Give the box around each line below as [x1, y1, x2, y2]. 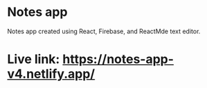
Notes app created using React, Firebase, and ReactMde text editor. [7, 27, 201, 35]
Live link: [7, 51, 60, 67]
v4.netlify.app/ [7, 67, 96, 82]
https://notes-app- [62, 51, 174, 67]
